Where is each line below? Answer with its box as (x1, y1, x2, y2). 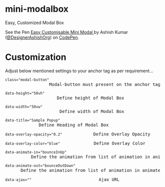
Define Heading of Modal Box (38, 122, 109, 128)
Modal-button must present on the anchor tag (49, 81, 161, 87)
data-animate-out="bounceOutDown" (5, 163, 76, 168)
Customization (5, 52, 66, 63)
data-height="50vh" (5, 91, 45, 96)
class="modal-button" (5, 77, 50, 82)
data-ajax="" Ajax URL (5, 177, 120, 182)
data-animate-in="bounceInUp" (5, 150, 67, 155)
